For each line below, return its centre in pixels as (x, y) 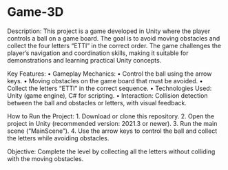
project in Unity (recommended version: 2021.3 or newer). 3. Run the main (112, 123)
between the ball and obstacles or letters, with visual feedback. (97, 103)
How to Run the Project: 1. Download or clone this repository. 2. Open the (111, 116)
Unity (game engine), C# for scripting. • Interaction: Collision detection (107, 95)
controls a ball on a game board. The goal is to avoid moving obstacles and (114, 38)
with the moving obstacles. (45, 158)
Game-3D (35, 12)
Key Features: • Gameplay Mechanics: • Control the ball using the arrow (110, 74)
